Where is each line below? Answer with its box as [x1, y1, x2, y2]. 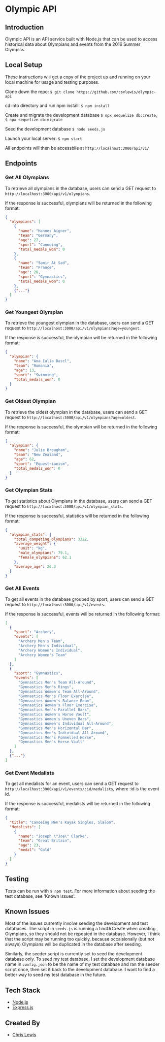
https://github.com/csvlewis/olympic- [76, 90, 156, 95]
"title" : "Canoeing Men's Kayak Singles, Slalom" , [9, 820, 116, 825]
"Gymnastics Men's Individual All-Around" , [18, 730, 109, 735]
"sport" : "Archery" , [14, 629, 56, 635]
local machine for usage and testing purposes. [5, 79, 99, 85]
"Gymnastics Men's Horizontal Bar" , [18, 725, 94, 731]
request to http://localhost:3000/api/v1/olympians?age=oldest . [5, 414, 136, 420]
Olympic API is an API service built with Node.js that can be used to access [5, 36, 158, 42]
